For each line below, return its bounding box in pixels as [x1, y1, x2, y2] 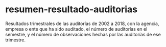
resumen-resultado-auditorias [5, 4, 138, 15]
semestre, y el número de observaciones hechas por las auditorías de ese [5, 31, 161, 37]
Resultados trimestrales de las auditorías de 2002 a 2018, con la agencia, [5, 20, 159, 27]
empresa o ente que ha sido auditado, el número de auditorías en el [5, 26, 148, 32]
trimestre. [5, 37, 26, 43]
